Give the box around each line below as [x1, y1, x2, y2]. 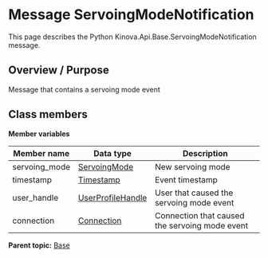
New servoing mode [154, 161, 231, 172]
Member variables [8, 129, 70, 139]
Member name [13, 147, 70, 158]
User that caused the [154, 187, 234, 198]
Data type [93, 147, 132, 158]
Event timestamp [154, 174, 218, 185]
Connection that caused [154, 209, 245, 221]
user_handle [12, 192, 58, 203]
